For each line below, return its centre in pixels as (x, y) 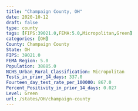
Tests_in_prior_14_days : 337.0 (44, 77)
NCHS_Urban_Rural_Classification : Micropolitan (65, 72)
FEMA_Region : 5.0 (27, 60)
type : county (22, 28)
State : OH (18, 50)
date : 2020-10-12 (27, 17)
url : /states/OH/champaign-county (48, 99)
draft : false (22, 22)
